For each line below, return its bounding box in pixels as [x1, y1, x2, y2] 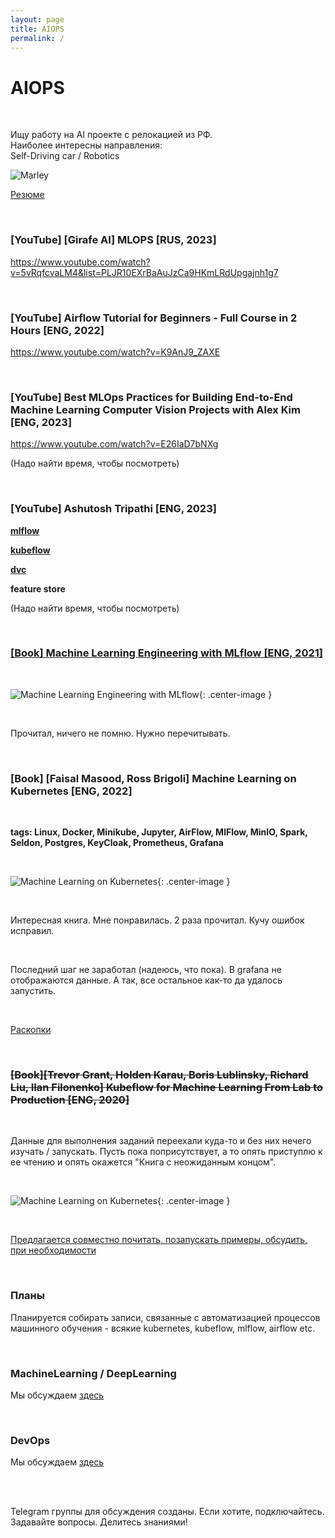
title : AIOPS [10, 24, 65, 34]
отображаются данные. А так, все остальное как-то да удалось [10, 974, 283, 986]
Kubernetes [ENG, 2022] [10, 784, 133, 798]
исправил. [10, 925, 55, 937]
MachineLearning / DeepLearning [10, 1366, 177, 1380]
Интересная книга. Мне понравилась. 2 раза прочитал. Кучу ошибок [10, 914, 305, 926]
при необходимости [10, 1244, 97, 1256]
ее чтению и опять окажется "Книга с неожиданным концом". [10, 1156, 277, 1168]
